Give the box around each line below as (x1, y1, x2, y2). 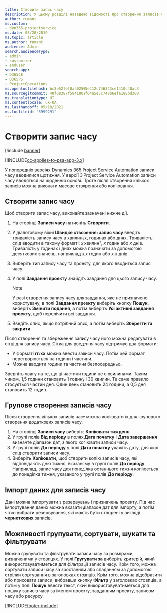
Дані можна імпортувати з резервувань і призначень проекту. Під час (5, 499, 155, 505)
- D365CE (5, 72, 23, 77)
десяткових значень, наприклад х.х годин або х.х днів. (12, 250, 129, 257)
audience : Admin (5, 44, 39, 49)
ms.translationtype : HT (5, 95, 55, 100)
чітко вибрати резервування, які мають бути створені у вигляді (5, 510, 140, 516)
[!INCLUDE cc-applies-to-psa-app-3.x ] (5, 157, 84, 163)
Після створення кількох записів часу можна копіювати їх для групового (5, 414, 161, 420)
